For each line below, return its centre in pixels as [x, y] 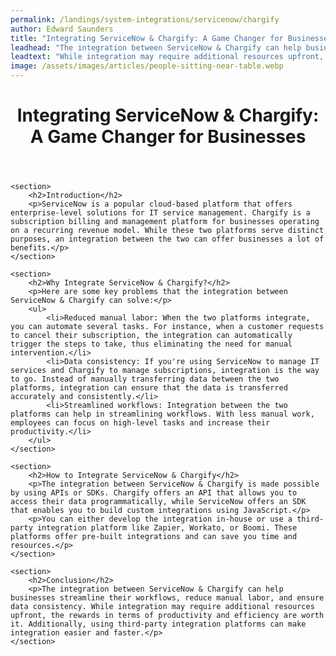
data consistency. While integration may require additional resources [162, 607]
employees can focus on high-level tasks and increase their [140, 423]
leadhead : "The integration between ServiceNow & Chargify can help [156, 47]
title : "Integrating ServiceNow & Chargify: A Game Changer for [147, 38]
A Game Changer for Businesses [168, 137]
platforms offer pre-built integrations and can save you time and [154, 537]
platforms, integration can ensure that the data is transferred [149, 388]
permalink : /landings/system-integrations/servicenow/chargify [145, 19]
